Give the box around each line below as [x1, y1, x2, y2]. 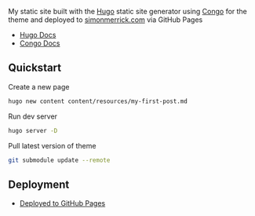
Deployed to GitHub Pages [19, 199, 106, 208]
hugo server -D [8, 126, 58, 134]
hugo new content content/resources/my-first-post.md [8, 97, 188, 105]
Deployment [8, 178, 70, 191]
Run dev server [8, 112, 57, 121]
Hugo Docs [19, 31, 56, 39]
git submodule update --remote [8, 156, 111, 164]
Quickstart [8, 61, 62, 75]
